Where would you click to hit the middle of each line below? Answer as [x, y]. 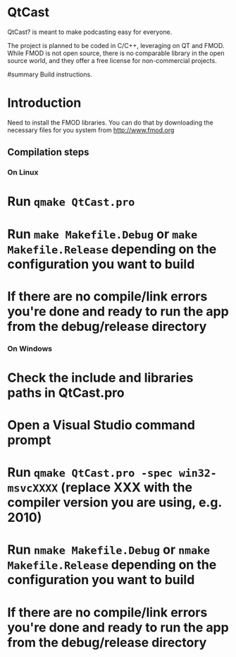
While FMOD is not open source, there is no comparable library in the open [116, 53]
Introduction [44, 103]
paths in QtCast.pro [66, 393]
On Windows [30, 349]
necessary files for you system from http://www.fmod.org [91, 130]
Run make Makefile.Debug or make [103, 234]
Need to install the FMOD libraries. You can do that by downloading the [110, 122]
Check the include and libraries [100, 377]
